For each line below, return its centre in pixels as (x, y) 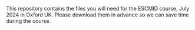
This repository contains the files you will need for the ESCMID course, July (98, 9)
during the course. (29, 21)
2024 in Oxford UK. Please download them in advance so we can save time (97, 15)
